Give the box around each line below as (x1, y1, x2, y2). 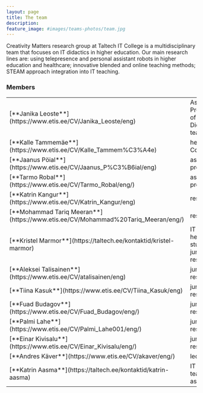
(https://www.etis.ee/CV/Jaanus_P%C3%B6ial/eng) (9, 163, 157, 171)
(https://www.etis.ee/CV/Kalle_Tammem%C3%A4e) (9, 146, 157, 154)
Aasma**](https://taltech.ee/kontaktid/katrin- (37, 365, 169, 374)
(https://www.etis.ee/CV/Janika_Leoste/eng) (9, 117, 136, 125)
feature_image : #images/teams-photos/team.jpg (6, 25, 126, 32)
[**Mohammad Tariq (9, 207, 69, 216)
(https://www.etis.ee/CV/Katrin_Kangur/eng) (9, 198, 136, 206)
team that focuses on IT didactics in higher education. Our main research (6, 49, 188, 56)
